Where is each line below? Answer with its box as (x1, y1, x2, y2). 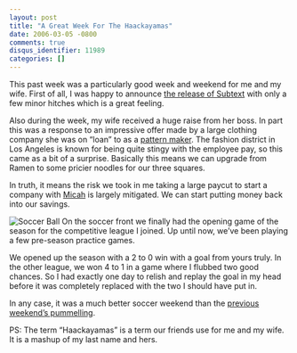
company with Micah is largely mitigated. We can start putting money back (9, 189, 283, 200)
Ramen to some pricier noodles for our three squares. (9, 162, 206, 173)
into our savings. (9, 199, 70, 209)
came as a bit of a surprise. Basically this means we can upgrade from (9, 153, 267, 163)
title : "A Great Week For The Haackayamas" (9, 21, 173, 30)
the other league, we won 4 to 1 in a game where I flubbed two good (9, 262, 260, 272)
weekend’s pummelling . (9, 308, 96, 317)
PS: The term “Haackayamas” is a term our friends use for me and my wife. (9, 324, 285, 335)
